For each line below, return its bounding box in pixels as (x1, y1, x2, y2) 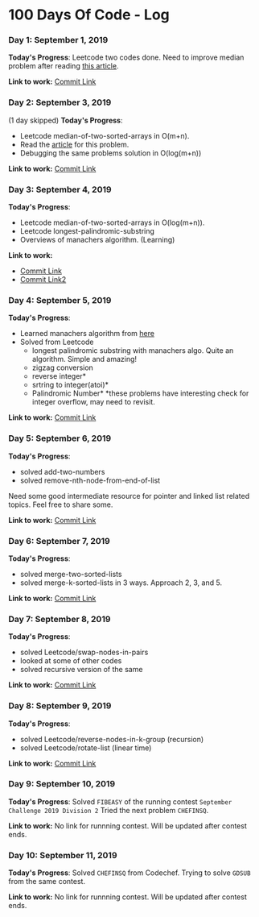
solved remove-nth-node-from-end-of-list (19, 475, 161, 485)
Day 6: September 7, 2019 (8, 535, 110, 546)
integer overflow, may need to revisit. (31, 397, 155, 407)
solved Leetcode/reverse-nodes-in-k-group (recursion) (19, 734, 204, 744)
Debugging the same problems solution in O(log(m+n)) (19, 147, 202, 158)
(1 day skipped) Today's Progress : (8, 115, 123, 125)
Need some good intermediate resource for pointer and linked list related (8, 491, 250, 500)
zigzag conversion (31, 363, 94, 372)
